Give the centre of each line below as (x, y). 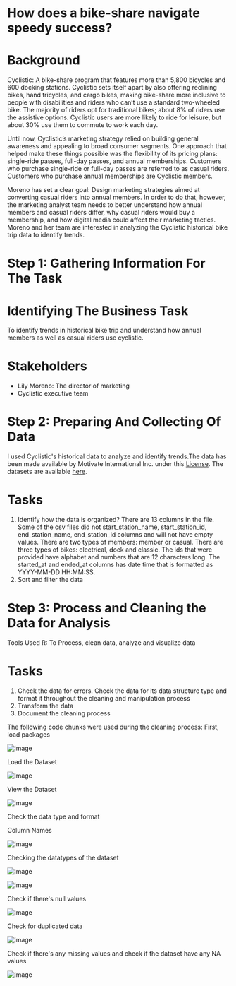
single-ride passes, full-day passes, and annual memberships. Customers (114, 161)
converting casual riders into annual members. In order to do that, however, (117, 197)
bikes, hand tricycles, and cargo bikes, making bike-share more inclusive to (117, 95)
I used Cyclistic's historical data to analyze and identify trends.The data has (117, 456)
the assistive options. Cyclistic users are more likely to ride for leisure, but (114, 117)
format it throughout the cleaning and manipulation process (104, 698)
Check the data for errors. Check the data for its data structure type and (122, 691)
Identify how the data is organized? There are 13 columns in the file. (116, 520)
